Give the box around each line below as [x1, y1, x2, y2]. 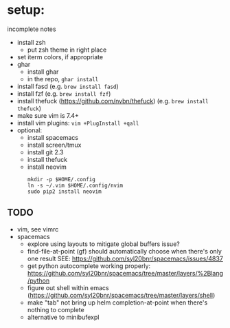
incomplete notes [7, 25, 56, 33]
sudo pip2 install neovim [27, 188, 102, 195]
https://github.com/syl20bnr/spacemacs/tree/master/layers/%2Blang [27, 269, 224, 277]
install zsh [16, 38, 46, 46]
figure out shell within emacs [27, 283, 109, 291]
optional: [16, 126, 43, 134]
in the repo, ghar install [27, 74, 99, 83]
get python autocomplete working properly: [27, 261, 151, 270]
